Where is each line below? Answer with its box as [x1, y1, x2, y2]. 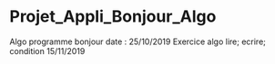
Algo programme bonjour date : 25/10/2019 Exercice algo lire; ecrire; [9, 36, 267, 47]
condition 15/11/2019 [9, 45, 86, 56]
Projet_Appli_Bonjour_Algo [9, 6, 217, 27]
